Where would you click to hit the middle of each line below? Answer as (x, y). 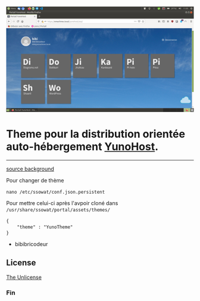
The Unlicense (24, 277)
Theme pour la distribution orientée (96, 134)
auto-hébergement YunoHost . (82, 147)
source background (30, 169)
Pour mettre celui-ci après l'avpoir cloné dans (62, 203)
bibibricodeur (31, 244)
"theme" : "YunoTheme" (45, 227)
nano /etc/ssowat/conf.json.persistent (56, 192)
